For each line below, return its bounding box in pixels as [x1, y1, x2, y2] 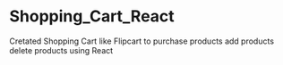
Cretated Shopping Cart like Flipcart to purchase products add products [9, 36, 275, 46]
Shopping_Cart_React [9, 6, 175, 27]
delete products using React [9, 45, 114, 55]
